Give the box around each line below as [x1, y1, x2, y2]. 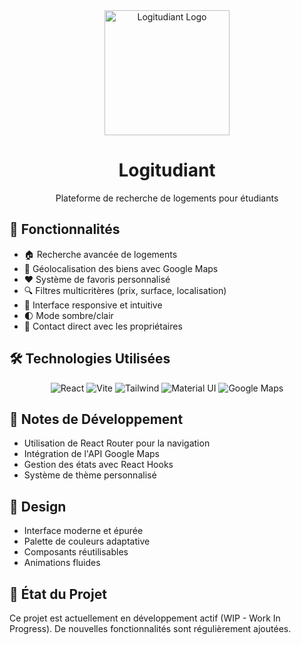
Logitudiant [118, 159, 216, 182]
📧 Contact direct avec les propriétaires [23, 320, 183, 332]
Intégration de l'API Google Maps [23, 448, 160, 460]
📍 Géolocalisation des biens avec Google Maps [23, 262, 219, 274]
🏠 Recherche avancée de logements [23, 248, 178, 260]
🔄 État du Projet [9, 585, 107, 603]
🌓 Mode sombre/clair [23, 309, 114, 321]
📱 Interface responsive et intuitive [23, 299, 163, 311]
